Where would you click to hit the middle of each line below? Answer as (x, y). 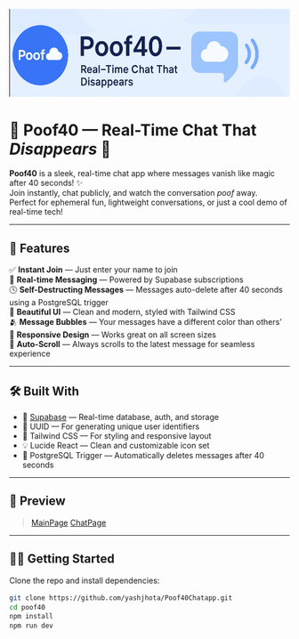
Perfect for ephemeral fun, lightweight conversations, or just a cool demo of (148, 202)
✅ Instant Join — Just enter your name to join (93, 270)
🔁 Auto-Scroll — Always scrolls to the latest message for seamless (132, 344)
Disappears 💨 (60, 149)
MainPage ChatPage (69, 522)
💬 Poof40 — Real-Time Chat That (133, 130)
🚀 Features (40, 248)
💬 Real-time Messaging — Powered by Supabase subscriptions (126, 279)
